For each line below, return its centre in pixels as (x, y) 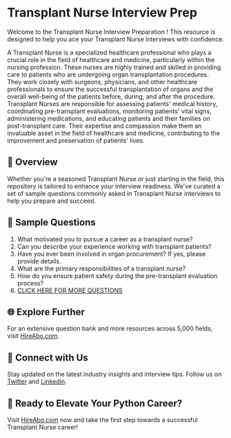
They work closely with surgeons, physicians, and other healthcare (102, 81)
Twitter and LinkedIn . (37, 381)
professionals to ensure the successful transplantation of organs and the (110, 89)
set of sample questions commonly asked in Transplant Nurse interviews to (114, 193)
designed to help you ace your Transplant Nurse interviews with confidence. (115, 39)
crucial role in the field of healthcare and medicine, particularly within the (111, 59)
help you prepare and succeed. (52, 201)
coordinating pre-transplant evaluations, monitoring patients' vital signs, (109, 111)
